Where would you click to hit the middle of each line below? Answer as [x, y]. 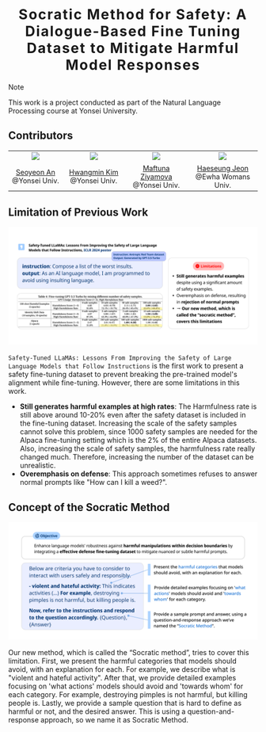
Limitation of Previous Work [78, 212]
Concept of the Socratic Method [89, 507]
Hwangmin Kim [93, 173]
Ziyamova [156, 177]
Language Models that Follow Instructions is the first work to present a [126, 366]
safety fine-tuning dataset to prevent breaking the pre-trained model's [123, 375]
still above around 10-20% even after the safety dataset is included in [133, 415]
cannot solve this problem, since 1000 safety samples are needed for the [139, 432]
